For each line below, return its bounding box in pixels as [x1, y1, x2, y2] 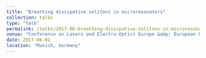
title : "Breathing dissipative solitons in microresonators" [6, 8, 166, 15]
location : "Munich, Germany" [6, 43, 81, 49]
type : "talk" [6, 20, 40, 26]
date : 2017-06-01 [6, 37, 51, 43]
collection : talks [6, 14, 53, 21]
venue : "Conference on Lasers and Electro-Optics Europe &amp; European [6, 31, 196, 37]
